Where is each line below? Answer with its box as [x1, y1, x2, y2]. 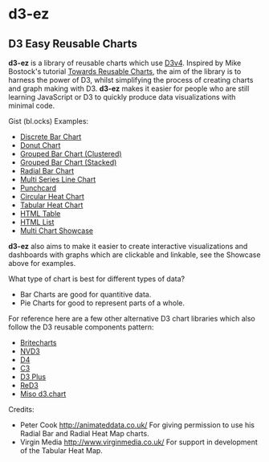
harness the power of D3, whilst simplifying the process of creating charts [8, 76, 254, 84]
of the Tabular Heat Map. [19, 446, 103, 455]
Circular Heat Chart [19, 192, 84, 201]
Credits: [8, 405, 35, 414]
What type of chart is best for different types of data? [8, 274, 185, 284]
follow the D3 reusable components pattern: [8, 322, 154, 332]
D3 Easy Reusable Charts [8, 37, 138, 51]
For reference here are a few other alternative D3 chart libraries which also [8, 314, 255, 323]
